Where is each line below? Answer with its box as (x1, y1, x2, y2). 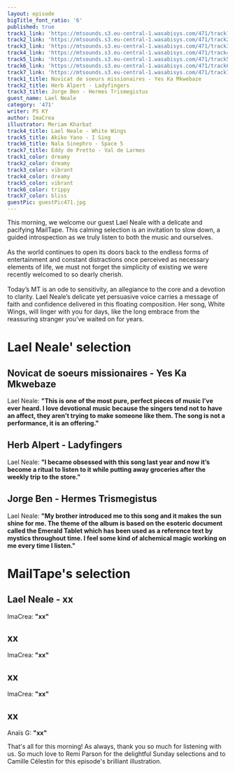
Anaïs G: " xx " (7, 729, 48, 737)
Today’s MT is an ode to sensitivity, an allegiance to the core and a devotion (7, 285, 226, 293)
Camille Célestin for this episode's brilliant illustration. (7, 757, 162, 766)
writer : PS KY (7, 108, 49, 115)
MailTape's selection (7, 566, 131, 582)
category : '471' (7, 101, 55, 108)
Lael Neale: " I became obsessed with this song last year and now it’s (7, 458, 210, 466)
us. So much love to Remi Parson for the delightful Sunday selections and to (7, 750, 226, 758)
